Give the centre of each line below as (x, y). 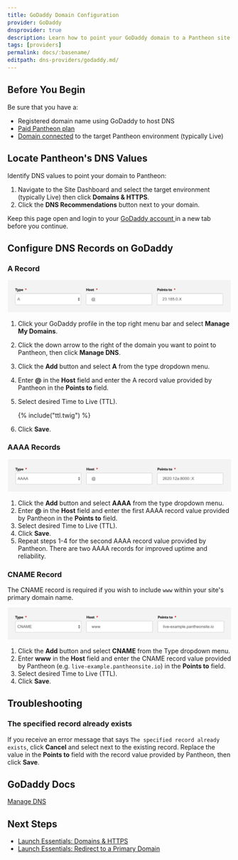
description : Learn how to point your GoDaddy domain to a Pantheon (111, 38)
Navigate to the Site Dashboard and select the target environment (114, 190)
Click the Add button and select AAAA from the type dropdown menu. (121, 503)
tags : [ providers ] (34, 45)
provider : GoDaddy (34, 22)
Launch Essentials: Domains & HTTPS (73, 841)
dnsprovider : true (34, 30)
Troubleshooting (45, 704)
